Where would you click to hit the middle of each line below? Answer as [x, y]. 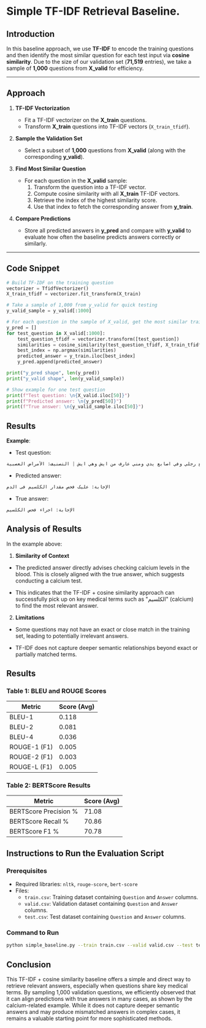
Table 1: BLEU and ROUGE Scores [56, 690]
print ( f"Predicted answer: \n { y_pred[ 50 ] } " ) [64, 401]
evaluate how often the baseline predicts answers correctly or [102, 237]
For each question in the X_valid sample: [76, 180]
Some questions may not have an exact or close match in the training [102, 629]
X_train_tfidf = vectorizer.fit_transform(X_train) [74, 294]
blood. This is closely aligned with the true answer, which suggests [100, 574]
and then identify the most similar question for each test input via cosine [98, 55]
